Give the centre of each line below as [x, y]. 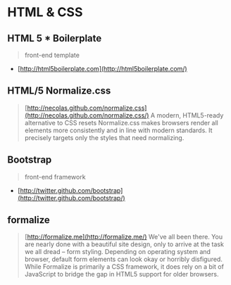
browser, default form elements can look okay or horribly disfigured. [124, 259]
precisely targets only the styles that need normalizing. [104, 137]
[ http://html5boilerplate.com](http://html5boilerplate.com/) [102, 69]
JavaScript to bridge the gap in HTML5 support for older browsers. [121, 274]
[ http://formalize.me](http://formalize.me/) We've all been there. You [124, 237]
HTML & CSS [45, 12]
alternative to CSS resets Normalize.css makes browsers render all [121, 122]
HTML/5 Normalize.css [59, 91]
